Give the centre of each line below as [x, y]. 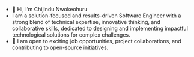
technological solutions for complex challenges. [71, 35]
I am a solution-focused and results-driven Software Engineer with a [96, 16]
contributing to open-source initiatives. [60, 47]
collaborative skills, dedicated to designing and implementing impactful [100, 28]
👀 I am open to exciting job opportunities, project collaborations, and [96, 41]
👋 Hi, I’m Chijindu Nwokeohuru [50, 9]
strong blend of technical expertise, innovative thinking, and [86, 22]
